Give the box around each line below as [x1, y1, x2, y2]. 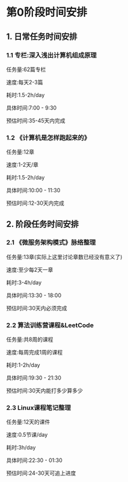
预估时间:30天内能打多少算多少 [6, 387, 83, 395]
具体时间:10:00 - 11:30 [6, 187, 61, 194]
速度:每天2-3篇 [6, 78, 43, 86]
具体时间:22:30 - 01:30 [6, 457, 62, 464]
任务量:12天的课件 [6, 418, 50, 425]
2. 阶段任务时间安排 [6, 219, 79, 229]
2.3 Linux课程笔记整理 [6, 404, 71, 412]
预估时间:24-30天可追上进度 [6, 469, 76, 477]
